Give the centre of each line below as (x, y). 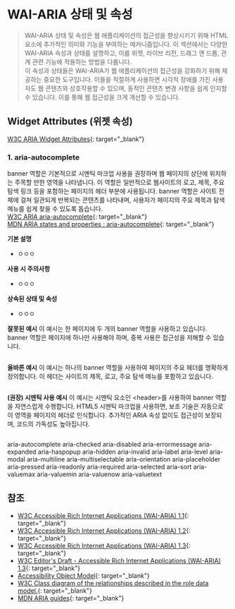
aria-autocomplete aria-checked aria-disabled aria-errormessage (102, 445)
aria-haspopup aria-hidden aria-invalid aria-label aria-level (123, 452)
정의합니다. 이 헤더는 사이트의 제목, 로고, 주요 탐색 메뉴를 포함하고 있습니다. (110, 376)
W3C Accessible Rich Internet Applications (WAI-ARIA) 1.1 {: (103, 515)
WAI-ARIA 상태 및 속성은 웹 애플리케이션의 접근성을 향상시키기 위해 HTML (126, 35)
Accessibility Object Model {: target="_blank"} (83, 575)
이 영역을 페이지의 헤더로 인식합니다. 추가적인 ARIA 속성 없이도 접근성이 (106, 415)
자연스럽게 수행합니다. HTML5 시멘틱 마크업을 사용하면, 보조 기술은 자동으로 (119, 406)
